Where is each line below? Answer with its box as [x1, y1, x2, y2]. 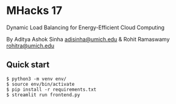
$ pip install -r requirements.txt [6, 86, 97, 92]
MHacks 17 [6, 4, 63, 18]
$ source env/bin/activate [6, 81, 75, 87]
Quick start [6, 60, 50, 70]
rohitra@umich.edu [6, 42, 55, 49]
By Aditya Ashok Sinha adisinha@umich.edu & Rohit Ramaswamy [6, 35, 170, 43]
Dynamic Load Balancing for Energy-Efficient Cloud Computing [6, 24, 165, 31]
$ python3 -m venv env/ [6, 75, 67, 82]
